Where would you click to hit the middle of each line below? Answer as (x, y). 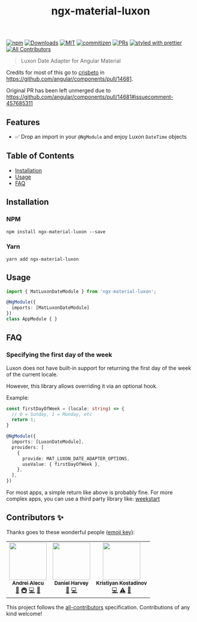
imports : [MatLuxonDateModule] (51, 308)
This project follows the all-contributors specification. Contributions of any (98, 607)
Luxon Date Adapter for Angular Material (71, 61)
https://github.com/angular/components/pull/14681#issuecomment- (90, 97)
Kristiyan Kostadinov (122, 583)
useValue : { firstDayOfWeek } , (61, 464)
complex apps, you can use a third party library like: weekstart (83, 499)
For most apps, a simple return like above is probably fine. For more (90, 492)
